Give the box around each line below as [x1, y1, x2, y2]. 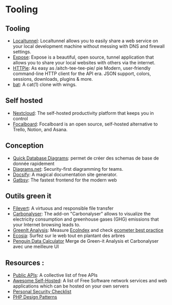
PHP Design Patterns [12, 294, 58, 300]
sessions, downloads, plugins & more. [12, 76, 93, 82]
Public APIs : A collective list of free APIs [12, 272, 98, 278]
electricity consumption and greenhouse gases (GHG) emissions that [12, 216, 159, 222]
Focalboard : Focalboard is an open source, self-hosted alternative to [12, 121, 158, 127]
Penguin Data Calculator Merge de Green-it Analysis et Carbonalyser [12, 238, 159, 244]
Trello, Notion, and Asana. [12, 126, 68, 132]
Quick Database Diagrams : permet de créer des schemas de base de [12, 155, 159, 161]
